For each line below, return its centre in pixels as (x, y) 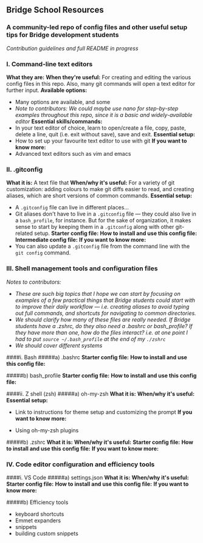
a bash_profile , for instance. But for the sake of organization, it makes (103, 220)
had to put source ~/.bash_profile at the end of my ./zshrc (90, 339)
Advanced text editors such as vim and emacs (73, 153)
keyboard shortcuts (40, 514)
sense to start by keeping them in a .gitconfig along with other (95, 227)
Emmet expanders (38, 520)
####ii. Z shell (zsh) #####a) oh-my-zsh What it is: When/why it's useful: (101, 394)
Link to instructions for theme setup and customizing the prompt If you (104, 412)
